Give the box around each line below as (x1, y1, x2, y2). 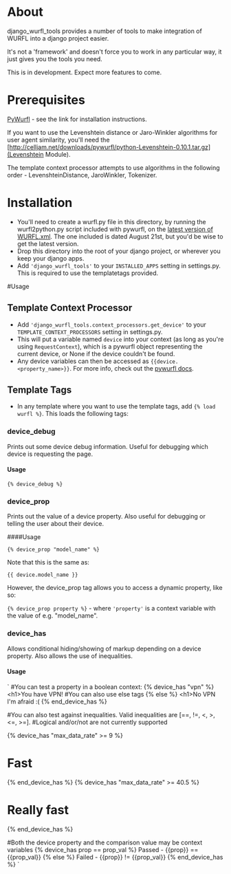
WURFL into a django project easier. (7, 34, 109, 42)
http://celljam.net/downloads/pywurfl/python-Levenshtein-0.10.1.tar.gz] (9, 142, 211, 151)
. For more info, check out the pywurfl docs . (69, 364, 194, 372)
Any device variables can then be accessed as (16, 357, 149, 365)
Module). (45, 150, 71, 158)
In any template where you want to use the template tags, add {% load (16, 402, 216, 411)
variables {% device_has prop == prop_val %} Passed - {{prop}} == (7, 845, 199, 853)
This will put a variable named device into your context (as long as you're (16, 335, 224, 343)
